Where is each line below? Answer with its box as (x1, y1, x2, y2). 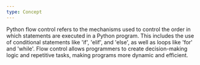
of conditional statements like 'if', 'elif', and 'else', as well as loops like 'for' (6, 38, 193, 46)
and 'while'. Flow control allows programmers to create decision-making (6, 45, 188, 52)
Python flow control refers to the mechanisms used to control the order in (6, 26, 191, 33)
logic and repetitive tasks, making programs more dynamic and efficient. (6, 51, 188, 58)
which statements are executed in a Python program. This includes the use (6, 32, 195, 39)
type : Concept (6, 9, 43, 15)
